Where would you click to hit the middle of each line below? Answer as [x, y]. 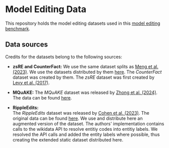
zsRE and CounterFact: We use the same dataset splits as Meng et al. [86, 66]
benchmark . [18, 28]
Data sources [26, 45]
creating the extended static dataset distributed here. [68, 139]
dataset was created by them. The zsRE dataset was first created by [83, 77]
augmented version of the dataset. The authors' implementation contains [88, 124]
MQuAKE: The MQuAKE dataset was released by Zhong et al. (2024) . [85, 92]
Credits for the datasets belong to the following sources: [64, 57]
